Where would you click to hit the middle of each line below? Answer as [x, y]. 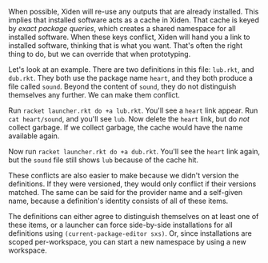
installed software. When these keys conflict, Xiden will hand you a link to [129, 37]
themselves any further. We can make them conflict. [94, 95]
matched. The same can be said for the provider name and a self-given [125, 192]
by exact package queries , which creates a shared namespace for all [122, 28]
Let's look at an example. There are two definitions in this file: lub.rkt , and [131, 70]
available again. [34, 136]
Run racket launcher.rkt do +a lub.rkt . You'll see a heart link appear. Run [133, 110]
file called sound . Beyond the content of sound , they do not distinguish [122, 86]
